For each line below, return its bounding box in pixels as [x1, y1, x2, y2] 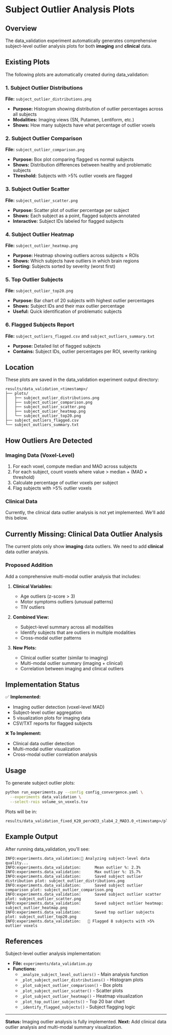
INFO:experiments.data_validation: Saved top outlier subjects [5, 910, 155, 915]
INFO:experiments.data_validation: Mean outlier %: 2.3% [5, 864, 141, 870]
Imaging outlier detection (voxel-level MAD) [12, 704, 105, 710]
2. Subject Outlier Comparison [5, 135, 82, 142]
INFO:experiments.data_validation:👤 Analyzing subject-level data [5, 856, 150, 861]
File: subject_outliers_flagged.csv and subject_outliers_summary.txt [5, 333, 155, 339]
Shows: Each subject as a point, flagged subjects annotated [12, 213, 140, 219]
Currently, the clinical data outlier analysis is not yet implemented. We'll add [5, 510, 165, 516]
